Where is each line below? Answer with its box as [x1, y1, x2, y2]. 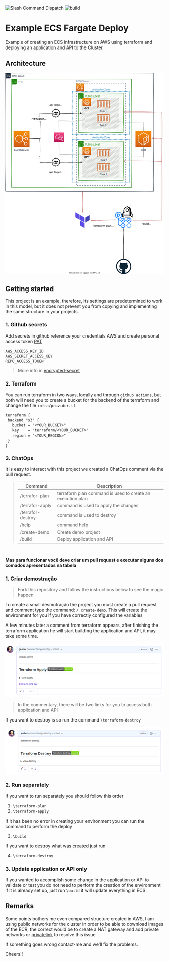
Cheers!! [5, 951, 23, 957]
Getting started [5, 284, 54, 293]
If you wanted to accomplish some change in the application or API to [5, 877, 149, 883]
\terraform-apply [12, 809, 49, 814]
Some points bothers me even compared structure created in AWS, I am [5, 915, 154, 922]
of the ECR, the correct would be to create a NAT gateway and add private [5, 926, 159, 932]
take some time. [5, 633, 39, 639]
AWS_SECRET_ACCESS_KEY [5, 354, 53, 359]
